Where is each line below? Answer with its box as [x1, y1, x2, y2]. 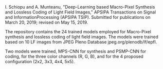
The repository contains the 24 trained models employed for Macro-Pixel [5, 29, 151, 34]
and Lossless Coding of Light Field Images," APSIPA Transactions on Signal [5, 9, 156, 15]
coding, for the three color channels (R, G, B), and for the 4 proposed [5, 54, 144, 59]
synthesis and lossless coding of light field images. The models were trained [5, 34, 159, 40]
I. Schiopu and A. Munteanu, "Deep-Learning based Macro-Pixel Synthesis [5, 4, 155, 10]
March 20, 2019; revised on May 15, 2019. [5, 19, 89, 25]
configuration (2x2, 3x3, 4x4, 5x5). [5, 59, 75, 64]
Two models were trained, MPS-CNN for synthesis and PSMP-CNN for [5, 48, 146, 54]
